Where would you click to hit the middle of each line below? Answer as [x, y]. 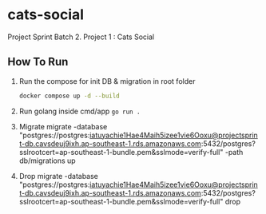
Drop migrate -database [59, 176]
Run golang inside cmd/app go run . [79, 111]
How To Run [38, 62]
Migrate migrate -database [63, 126]
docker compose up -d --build [69, 96]
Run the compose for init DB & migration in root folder [107, 81]
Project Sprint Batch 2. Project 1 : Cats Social [81, 37]
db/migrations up [48, 160]
